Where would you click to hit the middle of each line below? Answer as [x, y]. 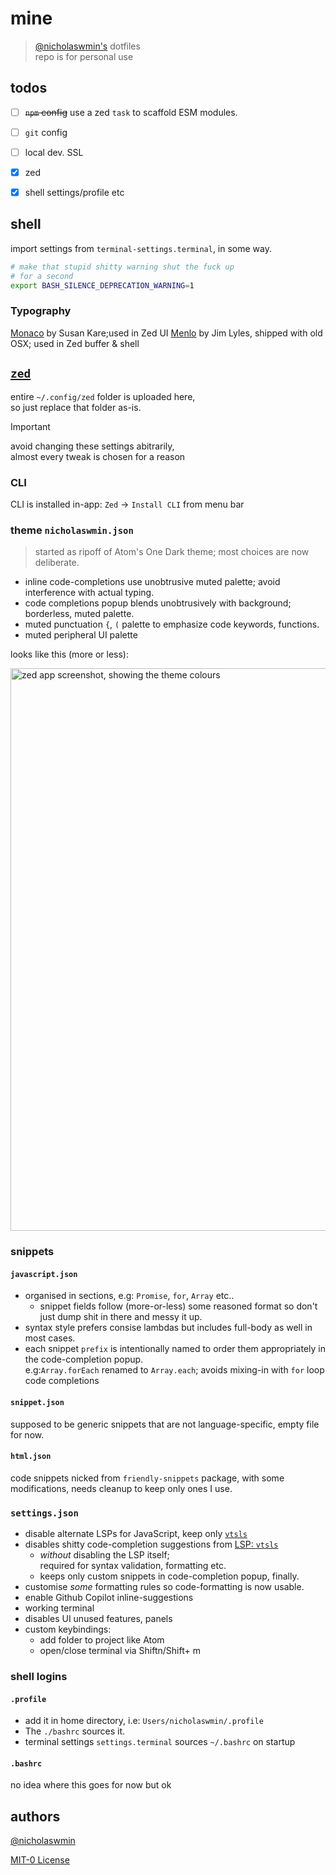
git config [46, 132]
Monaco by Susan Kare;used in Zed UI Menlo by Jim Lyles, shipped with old [166, 333]
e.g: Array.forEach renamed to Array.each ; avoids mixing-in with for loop [174, 1370]
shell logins [39, 1676]
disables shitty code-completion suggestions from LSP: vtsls [151, 1544]
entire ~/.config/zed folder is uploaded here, [103, 396]
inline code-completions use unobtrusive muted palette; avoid [152, 582]
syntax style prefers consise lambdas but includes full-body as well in [168, 1328]
